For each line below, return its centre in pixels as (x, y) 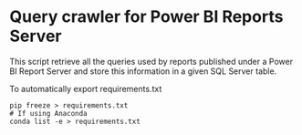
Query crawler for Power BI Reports (146, 17)
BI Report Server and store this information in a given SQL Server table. (143, 71)
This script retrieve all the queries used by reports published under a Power (151, 61)
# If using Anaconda (49, 113)
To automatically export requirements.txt (86, 88)
